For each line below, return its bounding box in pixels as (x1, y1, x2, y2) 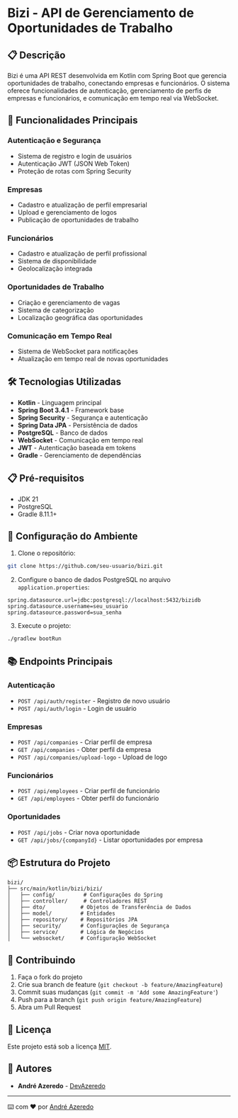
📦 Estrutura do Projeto (7, 857, 111, 869)
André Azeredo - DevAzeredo (17, 1081, 106, 1090)
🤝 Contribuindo (7, 954, 76, 966)
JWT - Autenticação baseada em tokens (17, 443, 137, 452)
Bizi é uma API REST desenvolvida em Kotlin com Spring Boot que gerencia (7, 72, 227, 79)
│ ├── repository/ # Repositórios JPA (7, 916, 138, 923)
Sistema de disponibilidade (17, 257, 97, 266)
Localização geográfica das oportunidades (17, 313, 143, 321)
